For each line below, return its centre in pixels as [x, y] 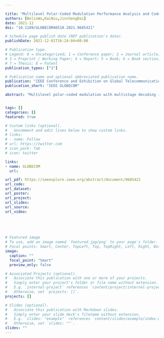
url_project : [18, 198]
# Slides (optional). [27, 305]
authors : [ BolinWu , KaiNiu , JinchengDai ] [46, 18]
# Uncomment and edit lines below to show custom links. [66, 130]
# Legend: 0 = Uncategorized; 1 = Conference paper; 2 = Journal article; [83, 54]
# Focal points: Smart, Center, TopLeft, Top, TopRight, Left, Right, [78, 247]
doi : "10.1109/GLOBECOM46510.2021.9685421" [50, 27]
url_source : [17, 207]
